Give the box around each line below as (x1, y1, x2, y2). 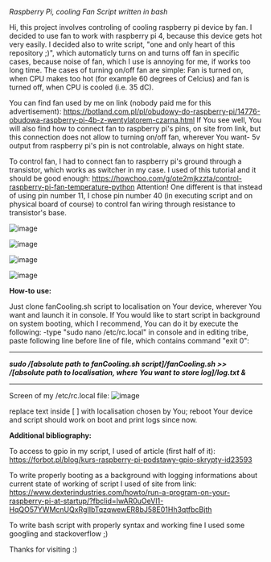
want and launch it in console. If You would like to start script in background (9, 310, 261, 319)
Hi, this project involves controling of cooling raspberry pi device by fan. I (9, 23, 253, 31)
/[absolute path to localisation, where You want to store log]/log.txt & (9, 368, 246, 377)
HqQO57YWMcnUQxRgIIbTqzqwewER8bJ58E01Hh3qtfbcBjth (9, 505, 212, 514)
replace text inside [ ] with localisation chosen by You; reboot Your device (9, 406, 253, 416)
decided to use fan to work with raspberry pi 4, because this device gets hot (9, 31, 262, 40)
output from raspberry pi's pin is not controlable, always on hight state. (9, 141, 244, 150)
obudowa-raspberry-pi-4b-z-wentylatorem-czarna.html (9, 115, 195, 124)
